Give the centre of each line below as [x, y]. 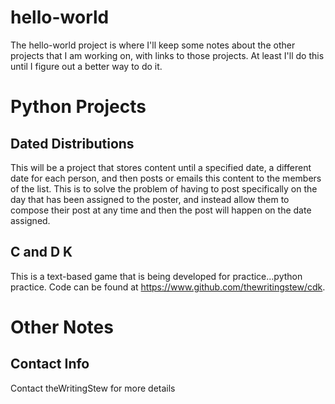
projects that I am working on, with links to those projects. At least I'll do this [167, 55]
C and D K [41, 252]
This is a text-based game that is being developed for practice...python [156, 276]
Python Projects [78, 107]
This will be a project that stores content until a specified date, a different [161, 167]
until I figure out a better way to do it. [86, 66]
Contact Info [50, 364]
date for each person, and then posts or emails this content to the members [166, 178]
